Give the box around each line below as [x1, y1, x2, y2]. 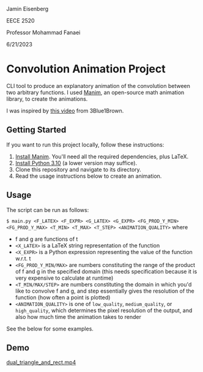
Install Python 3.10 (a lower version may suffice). [15, 159, 138, 167]
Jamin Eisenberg [6, 5, 49, 12]
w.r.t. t [15, 255, 31, 262]
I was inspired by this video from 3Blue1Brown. [6, 107, 124, 114]
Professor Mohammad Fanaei [6, 29, 81, 36]
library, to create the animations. [6, 95, 88, 103]
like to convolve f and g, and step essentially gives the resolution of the [15, 287, 194, 294]
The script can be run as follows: [6, 206, 89, 213]
